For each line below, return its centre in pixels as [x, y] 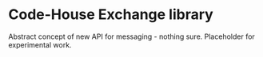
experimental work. [40, 44]
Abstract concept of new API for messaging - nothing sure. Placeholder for [132, 36]
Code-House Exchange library [111, 15]
